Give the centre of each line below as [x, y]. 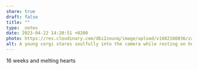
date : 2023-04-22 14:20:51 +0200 [47, 33]
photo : [14, 38]
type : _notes [22, 28]
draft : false [22, 17]
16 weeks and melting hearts [41, 60]
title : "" [18, 22]
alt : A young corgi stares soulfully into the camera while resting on [96, 44]
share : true [21, 11]
